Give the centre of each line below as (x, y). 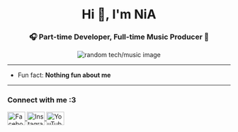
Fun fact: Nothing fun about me (64, 75)
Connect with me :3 (42, 100)
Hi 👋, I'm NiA (119, 14)
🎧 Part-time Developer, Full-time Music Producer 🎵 (119, 37)
